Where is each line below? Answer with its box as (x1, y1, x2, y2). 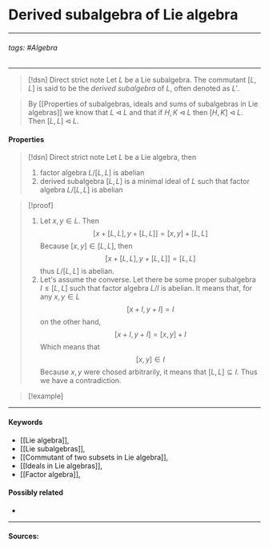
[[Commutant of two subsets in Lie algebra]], (19, 452, 169, 462)
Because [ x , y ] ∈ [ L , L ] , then (39, 241, 134, 251)
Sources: (8, 532, 39, 541)
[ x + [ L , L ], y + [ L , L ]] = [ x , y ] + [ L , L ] (93, 229, 208, 239)
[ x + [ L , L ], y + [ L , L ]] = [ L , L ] (105, 254, 196, 263)
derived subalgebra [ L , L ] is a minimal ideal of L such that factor (39, 177, 250, 186)
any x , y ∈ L (39, 292, 80, 302)
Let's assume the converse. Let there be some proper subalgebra (39, 275, 256, 284)
